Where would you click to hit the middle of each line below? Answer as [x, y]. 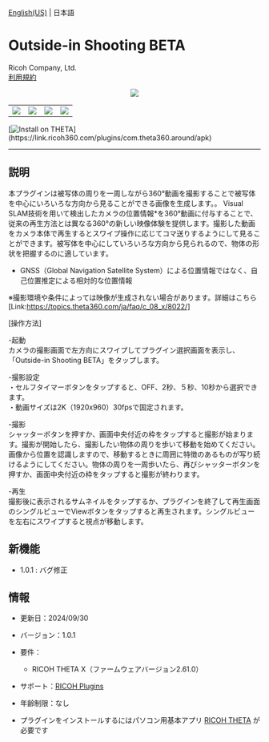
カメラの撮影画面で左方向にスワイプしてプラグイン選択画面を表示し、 [124, 350]
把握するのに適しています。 [68, 253]
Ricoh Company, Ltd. [43, 67]
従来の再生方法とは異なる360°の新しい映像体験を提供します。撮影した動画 [132, 223]
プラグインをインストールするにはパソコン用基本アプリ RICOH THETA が [140, 720]
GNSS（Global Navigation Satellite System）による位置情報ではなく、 [135, 270]
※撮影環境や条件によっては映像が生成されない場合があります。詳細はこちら [133, 297]
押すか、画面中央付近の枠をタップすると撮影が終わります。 [106, 474]
